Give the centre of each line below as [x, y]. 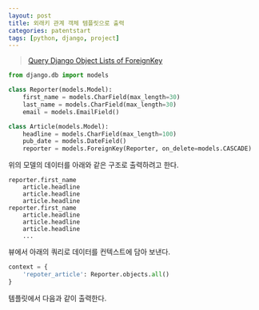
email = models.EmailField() [71, 112]
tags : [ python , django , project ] [64, 38]
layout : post [30, 16]
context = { [28, 267]
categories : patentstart [50, 30]
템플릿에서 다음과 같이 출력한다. [58, 298]
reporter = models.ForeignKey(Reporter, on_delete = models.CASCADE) [137, 149]
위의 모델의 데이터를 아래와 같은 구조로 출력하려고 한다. [94, 165]
